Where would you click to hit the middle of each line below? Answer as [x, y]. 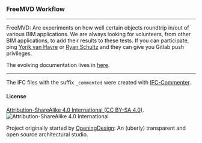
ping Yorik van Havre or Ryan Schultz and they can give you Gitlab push [95, 47]
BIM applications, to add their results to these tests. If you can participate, [98, 40]
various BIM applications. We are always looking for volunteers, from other [99, 34]
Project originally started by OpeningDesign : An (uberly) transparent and [96, 128]
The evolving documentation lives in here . [58, 65]
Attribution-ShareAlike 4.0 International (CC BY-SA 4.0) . [75, 110]
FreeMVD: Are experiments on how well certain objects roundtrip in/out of [98, 28]
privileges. [19, 54]
